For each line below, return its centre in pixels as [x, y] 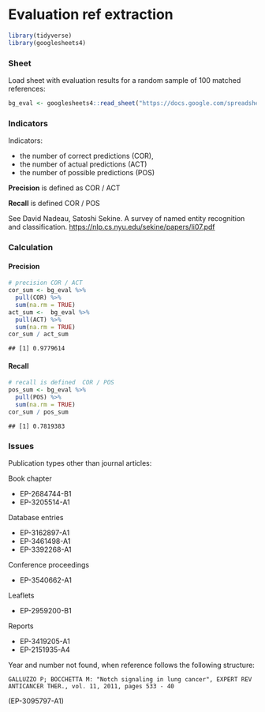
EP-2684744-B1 [45, 494]
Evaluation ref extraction [91, 15]
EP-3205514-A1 [45, 502]
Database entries [36, 518]
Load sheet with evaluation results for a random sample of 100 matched [125, 80]
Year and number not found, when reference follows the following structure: [131, 665]
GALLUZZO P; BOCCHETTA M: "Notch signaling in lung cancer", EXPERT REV [130, 680]
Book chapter [30, 478]
